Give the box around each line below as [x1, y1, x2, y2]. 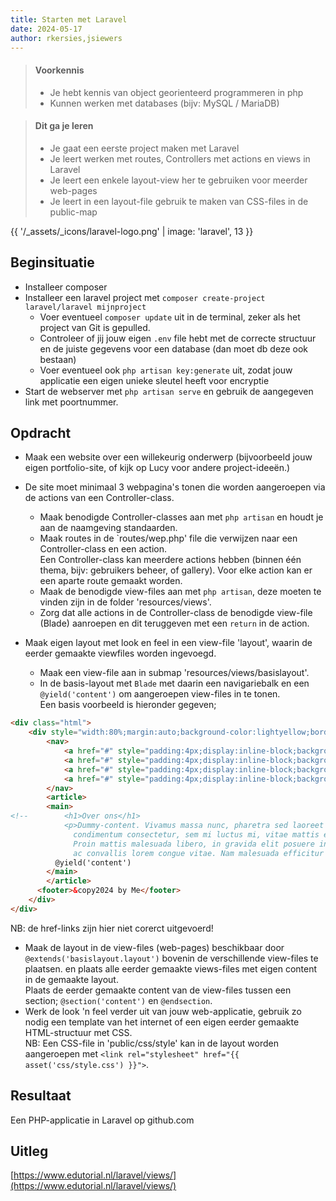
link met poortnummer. [24, 396, 119, 408]
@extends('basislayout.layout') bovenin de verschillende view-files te [24, 952, 319, 964]
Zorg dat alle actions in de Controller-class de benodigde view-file [39, 607, 313, 619]
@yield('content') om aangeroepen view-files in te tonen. [39, 688, 281, 700]
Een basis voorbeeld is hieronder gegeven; [39, 699, 217, 711]
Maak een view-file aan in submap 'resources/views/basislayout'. [39, 667, 310, 679]
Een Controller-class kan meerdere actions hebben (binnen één [39, 554, 302, 566]
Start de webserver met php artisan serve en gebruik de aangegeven [24, 385, 314, 397]
